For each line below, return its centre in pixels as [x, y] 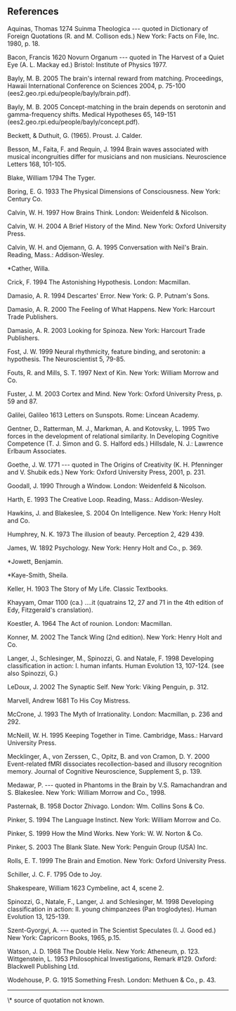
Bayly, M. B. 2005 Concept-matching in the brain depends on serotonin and [117, 107]
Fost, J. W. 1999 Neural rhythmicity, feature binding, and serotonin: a [106, 351]
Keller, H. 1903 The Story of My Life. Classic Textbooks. [88, 589]
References [33, 12]
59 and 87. [22, 401]
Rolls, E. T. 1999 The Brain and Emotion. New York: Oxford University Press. [117, 860]
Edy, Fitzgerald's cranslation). [50, 610]
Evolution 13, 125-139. [39, 916]
